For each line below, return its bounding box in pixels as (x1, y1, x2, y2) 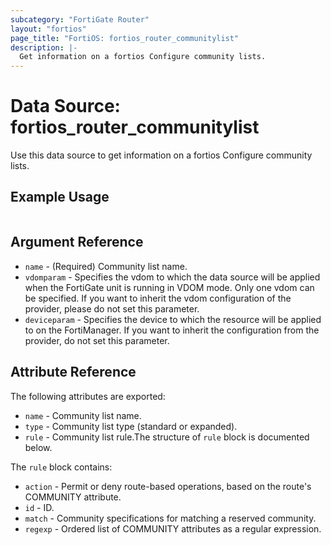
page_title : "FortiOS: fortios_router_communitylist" (10, 33, 240, 43)
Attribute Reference (10, 364, 137, 381)
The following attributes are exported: (10, 390, 166, 402)
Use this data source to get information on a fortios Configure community (10, 149, 313, 161)
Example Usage (10, 189, 110, 206)
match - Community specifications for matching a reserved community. (24, 512, 317, 524)
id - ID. (24, 501, 55, 513)
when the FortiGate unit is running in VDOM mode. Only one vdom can (24, 281, 315, 293)
